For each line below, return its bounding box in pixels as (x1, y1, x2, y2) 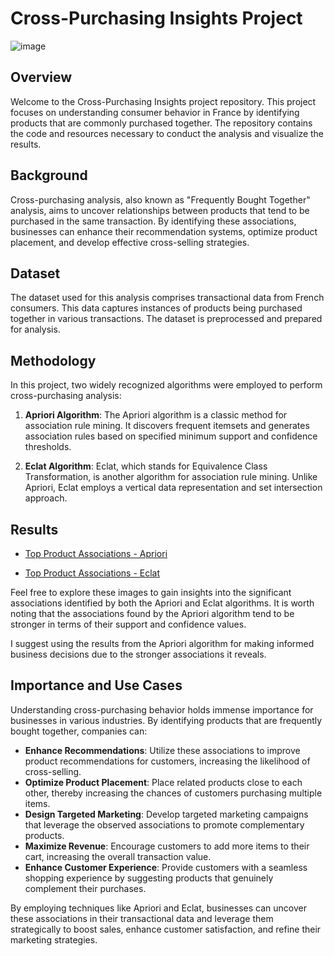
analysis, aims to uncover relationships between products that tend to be (10, 204, 310, 216)
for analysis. (10, 323, 61, 336)
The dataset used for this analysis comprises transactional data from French (10, 292, 325, 304)
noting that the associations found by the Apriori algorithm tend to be (10, 608, 295, 619)
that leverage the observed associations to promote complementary (24, 818, 305, 831)
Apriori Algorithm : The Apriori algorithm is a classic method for (24, 409, 288, 421)
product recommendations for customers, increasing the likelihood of (24, 755, 311, 767)
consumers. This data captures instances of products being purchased (10, 302, 303, 314)
